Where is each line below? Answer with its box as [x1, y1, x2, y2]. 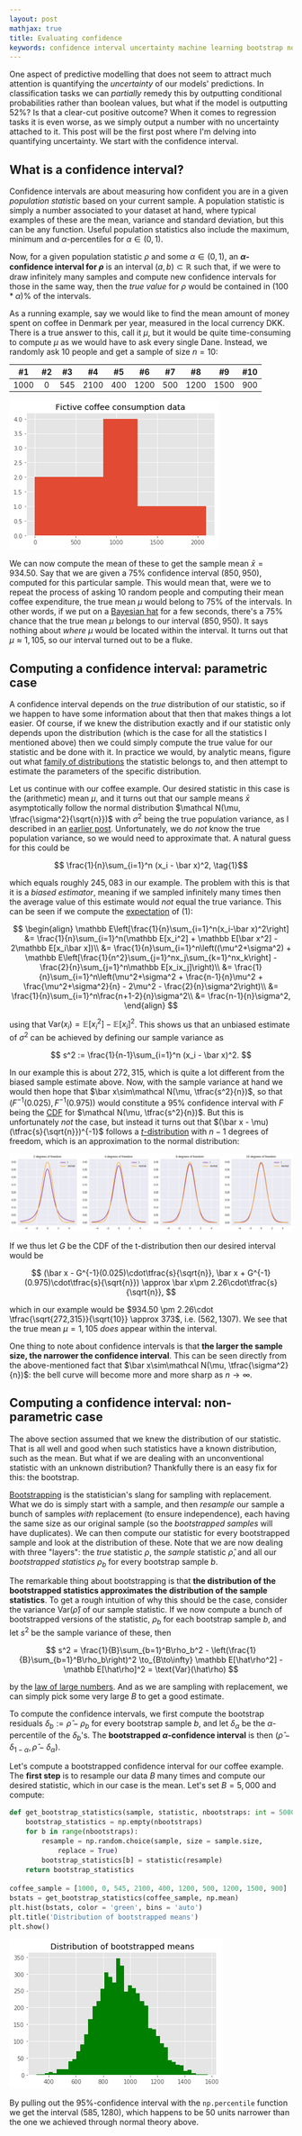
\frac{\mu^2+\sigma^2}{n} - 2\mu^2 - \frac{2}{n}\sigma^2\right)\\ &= [22, 980, 280, 991]
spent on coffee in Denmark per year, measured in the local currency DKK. [9, 318, 286, 329]
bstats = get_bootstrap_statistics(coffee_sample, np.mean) [9, 1894, 240, 1903]
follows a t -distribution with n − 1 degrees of [105, 1126, 269, 1137]
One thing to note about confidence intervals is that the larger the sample [9, 1341, 283, 1351]
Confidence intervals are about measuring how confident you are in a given [9, 186, 289, 197]
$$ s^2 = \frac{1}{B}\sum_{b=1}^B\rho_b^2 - [45, 1644, 209, 1655]
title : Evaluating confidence [9, 33, 123, 42]
